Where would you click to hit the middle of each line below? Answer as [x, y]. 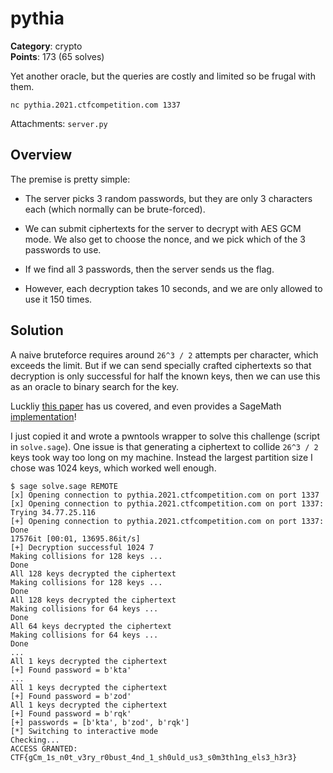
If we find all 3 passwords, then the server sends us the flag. [149, 269]
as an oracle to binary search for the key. [95, 386]
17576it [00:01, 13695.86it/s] [75, 538]
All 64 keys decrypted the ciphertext [91, 626]
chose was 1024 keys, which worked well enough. [113, 468]
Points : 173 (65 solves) [57, 56]
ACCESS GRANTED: [44, 748]
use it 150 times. [58, 299]
